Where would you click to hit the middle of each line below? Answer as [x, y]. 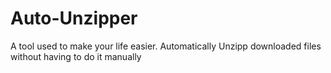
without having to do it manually [76, 56]
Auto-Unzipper [74, 18]
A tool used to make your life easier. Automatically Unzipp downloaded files [166, 46]
